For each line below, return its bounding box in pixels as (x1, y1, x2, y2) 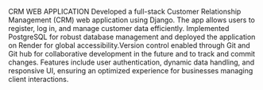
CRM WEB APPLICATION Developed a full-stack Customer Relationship (8, 7, 242, 16)
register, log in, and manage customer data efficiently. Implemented (8, 24, 230, 33)
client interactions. (8, 75, 69, 84)
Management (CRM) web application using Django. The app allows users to (8, 15, 256, 25)
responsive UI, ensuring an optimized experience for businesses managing (8, 66, 253, 75)
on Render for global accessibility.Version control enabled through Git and (8, 41, 250, 50)
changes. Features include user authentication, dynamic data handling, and (8, 57, 255, 67)
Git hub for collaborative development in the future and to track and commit (8, 49, 256, 58)
